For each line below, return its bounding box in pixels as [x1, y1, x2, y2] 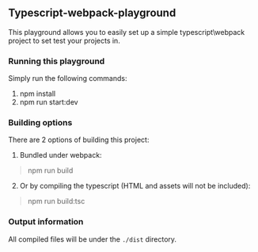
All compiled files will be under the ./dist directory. [8, 234, 176, 244]
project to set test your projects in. [8, 36, 120, 45]
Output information [8, 216, 84, 227]
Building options [8, 117, 73, 128]
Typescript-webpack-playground [8, 6, 176, 20]
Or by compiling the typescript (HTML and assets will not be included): [19, 181, 251, 191]
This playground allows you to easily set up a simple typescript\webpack [8, 27, 245, 36]
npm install [19, 89, 56, 98]
